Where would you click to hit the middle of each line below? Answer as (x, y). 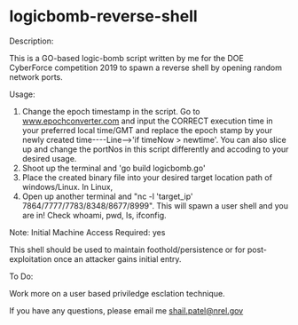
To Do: (21, 276)
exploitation (31, 258)
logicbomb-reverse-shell (103, 16)
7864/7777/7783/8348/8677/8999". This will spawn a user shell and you (155, 205)
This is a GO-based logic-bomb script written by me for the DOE (126, 58)
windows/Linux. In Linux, (67, 186)
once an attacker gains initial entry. (118, 258)
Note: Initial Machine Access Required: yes (87, 232)
